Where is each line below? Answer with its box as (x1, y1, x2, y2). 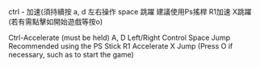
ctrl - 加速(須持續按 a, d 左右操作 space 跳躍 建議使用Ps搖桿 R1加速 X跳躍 (8, 7, 252, 16)
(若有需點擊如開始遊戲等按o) (8, 17, 103, 26)
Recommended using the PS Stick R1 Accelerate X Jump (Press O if (8, 41, 233, 50)
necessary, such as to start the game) (8, 50, 135, 59)
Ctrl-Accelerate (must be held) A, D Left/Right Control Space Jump (8, 33, 231, 42)
